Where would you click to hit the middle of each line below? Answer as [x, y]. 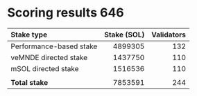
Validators [169, 35]
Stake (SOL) [124, 35]
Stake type [29, 35]
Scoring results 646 [66, 13]
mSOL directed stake [45, 68]
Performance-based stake [54, 46]
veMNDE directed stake [49, 57]
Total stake [29, 82]
